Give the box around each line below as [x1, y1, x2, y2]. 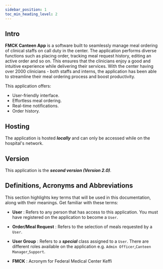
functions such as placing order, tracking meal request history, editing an [5, 53, 152, 59]
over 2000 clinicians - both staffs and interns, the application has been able [5, 69, 157, 75]
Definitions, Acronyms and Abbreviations [5, 181, 133, 190]
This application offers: [5, 83, 52, 89]
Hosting [5, 122, 30, 131]
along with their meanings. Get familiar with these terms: [5, 199, 118, 205]
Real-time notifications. [12, 103, 59, 109]
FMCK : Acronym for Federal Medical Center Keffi [12, 258, 112, 264]
